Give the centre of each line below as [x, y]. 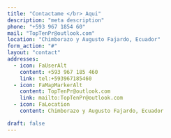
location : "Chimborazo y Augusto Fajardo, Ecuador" [84, 40]
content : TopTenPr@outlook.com [65, 91]
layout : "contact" [34, 53]
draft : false [26, 123]
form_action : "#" [32, 46]
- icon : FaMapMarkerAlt [48, 85]
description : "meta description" [56, 20]
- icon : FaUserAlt [40, 66]
